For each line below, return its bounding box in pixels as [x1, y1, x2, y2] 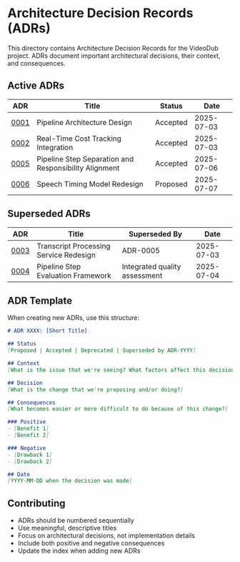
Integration [36, 142, 74, 152]
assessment [121, 270, 163, 280]
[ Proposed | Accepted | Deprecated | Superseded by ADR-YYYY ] [7, 347, 196, 354]
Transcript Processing [36, 241, 111, 251]
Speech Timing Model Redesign [36, 179, 144, 189]
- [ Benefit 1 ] [7, 425, 50, 433]
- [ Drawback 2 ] [7, 458, 53, 465]
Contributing [7, 497, 66, 509]
